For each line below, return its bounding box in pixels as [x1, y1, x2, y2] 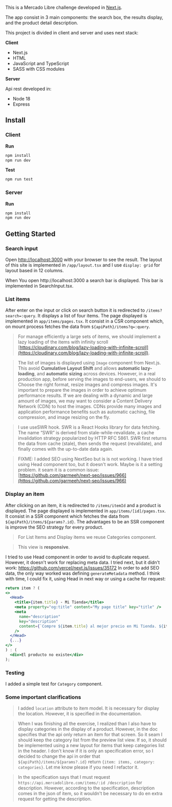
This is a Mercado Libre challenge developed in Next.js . [5, 5, 122, 10]
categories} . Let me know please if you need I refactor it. [17, 764, 139, 771]
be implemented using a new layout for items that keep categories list [17, 742, 165, 749]
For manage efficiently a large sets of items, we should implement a [17, 333, 161, 340]
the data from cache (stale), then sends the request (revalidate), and [17, 440, 162, 447]
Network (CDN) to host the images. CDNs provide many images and [17, 404, 162, 410]
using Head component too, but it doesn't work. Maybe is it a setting [17, 461, 163, 468]
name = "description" [18, 614, 60, 619]
